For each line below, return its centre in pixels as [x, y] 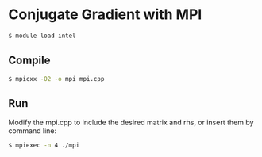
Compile [29, 61]
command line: [33, 131]
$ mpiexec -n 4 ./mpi [44, 146]
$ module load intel [42, 36]
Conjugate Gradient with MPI [105, 15]
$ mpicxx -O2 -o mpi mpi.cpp [56, 78]
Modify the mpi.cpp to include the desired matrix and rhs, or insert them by [131, 123]
